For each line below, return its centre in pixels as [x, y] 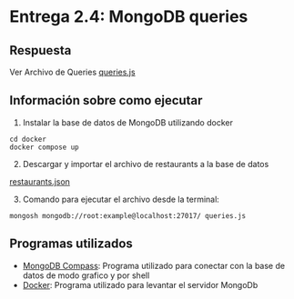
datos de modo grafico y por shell [86, 275]
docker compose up [44, 147]
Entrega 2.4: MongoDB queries [129, 17]
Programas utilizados [71, 244]
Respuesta [41, 50]
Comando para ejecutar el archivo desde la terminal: [121, 199]
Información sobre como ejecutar [106, 100]
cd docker [28, 139]
